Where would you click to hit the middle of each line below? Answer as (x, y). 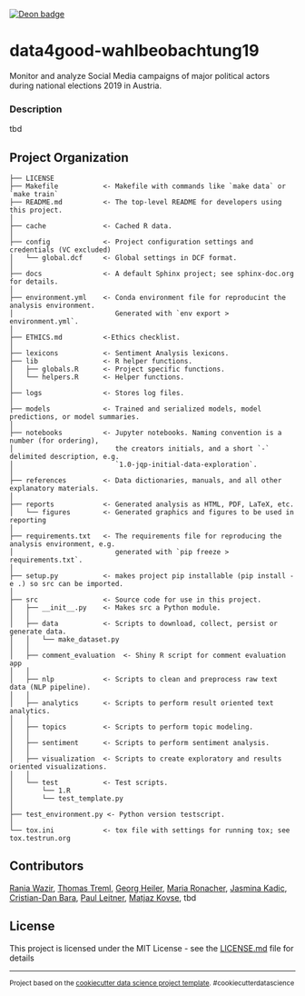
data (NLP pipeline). (50, 687)
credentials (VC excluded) (60, 250)
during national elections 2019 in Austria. (85, 85)
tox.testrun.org (40, 839)
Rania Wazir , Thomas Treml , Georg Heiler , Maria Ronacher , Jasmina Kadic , (148, 888)
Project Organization (69, 158)
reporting (28, 521)
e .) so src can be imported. (67, 584)
